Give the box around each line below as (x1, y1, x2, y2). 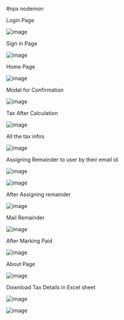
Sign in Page (6, 40, 38, 47)
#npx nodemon (6, 5, 44, 12)
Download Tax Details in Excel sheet (6, 284, 96, 291)
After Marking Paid (6, 237, 53, 244)
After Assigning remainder (6, 191, 71, 198)
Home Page (6, 63, 35, 70)
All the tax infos (6, 133, 45, 140)
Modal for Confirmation (6, 86, 64, 93)
